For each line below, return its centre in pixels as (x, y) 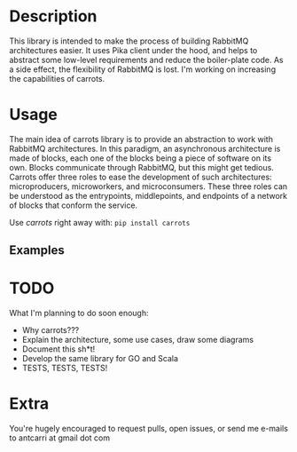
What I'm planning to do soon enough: (79, 313)
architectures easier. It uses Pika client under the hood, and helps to (133, 50)
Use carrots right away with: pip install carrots (100, 222)
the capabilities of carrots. (57, 78)
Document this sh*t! (59, 349)
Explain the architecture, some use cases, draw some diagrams (138, 340)
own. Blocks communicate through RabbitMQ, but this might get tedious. (142, 167)
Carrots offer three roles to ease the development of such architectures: (141, 177)
